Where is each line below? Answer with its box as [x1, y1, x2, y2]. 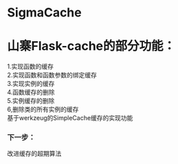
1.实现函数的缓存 [7, 62, 54, 71]
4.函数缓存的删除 [7, 88, 55, 97]
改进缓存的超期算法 [7, 150, 62, 158]
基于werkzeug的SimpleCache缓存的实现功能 [7, 114, 133, 122]
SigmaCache [7, 5, 82, 21]
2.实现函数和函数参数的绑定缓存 [7, 71, 98, 80]
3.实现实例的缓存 [7, 80, 55, 88]
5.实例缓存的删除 [7, 97, 55, 105]
